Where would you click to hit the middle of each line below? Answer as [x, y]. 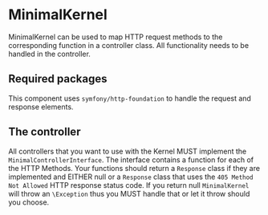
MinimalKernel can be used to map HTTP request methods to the [116, 37]
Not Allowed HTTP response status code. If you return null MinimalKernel [129, 185]
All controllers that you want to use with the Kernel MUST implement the [128, 151]
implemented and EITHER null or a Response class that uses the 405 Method [131, 177]
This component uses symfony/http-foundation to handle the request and [130, 98]
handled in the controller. [49, 54]
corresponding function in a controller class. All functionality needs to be [129, 45]
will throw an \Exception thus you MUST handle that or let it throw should [129, 193]
